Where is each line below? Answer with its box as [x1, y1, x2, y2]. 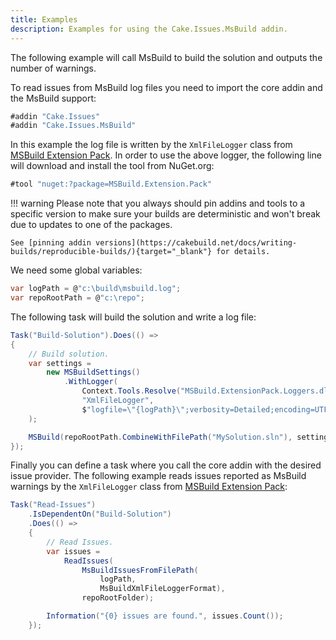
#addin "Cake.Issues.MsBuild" [10, 121, 137, 131]
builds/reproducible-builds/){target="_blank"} [10, 247, 213, 257]
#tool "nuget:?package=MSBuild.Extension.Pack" [10, 179, 213, 190]
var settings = [28, 358, 92, 368]
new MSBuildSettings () [46, 367, 141, 378]
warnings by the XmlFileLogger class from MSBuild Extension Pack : [10, 481, 288, 493]
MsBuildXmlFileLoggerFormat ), [99, 584, 226, 594]
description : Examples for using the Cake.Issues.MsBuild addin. [10, 24, 288, 34]
